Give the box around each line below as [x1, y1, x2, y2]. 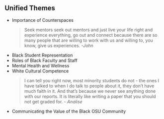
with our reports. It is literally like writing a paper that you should [24, 93, 156, 99]
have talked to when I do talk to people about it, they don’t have [24, 83, 155, 89]
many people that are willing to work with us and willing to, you [24, 37, 154, 43]
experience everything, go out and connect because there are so [24, 32, 158, 38]
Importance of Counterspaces [11, 17, 74, 23]
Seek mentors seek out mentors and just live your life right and [24, 27, 153, 33]
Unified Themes [4, 4, 56, 12]
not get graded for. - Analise [24, 99, 82, 105]
